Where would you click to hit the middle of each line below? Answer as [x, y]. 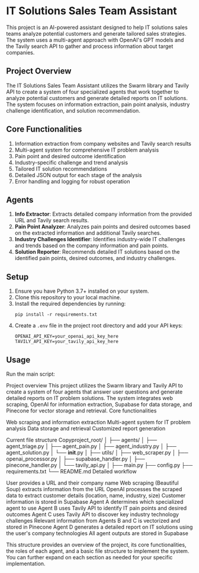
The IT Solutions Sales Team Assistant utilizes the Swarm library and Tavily [98, 85]
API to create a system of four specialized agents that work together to [92, 92]
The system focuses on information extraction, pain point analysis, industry [98, 104]
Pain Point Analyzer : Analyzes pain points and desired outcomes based [102, 227]
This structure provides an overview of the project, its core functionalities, [96, 545]
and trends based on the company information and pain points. [92, 246]
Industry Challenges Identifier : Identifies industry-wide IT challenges [100, 239]
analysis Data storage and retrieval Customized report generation [86, 428]
